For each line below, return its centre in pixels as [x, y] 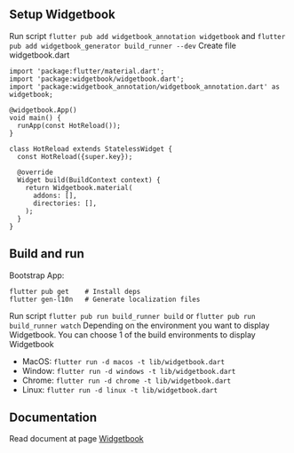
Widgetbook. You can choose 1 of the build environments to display [132, 334]
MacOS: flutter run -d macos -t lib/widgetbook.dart [123, 361]
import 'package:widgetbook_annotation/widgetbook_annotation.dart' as [144, 87]
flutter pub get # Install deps [75, 291]
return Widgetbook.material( [79, 187]
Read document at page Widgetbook [76, 439]
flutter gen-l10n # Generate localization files [105, 299]
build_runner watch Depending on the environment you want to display [139, 325]
